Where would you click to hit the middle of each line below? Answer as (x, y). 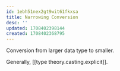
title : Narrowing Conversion (42, 17)
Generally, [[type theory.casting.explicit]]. (57, 62)
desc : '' (17, 22)
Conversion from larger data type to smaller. (60, 50)
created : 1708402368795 (36, 34)
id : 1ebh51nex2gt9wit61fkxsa (42, 12)
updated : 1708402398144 (36, 28)
